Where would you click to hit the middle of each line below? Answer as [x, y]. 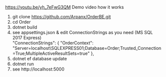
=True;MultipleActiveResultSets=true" [51, 53]
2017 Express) [27, 38]
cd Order [22, 22]
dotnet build [25, 27]
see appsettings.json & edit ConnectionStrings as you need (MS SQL [83, 32]
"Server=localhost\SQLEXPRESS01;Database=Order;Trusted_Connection [87, 48]
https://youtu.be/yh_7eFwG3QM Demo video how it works [65, 7]
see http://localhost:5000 [38, 69]
